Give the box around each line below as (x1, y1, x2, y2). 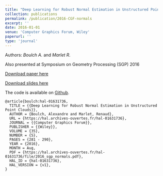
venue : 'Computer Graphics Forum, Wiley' (5, 30, 90, 34)
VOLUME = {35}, (9, 128, 40, 133)
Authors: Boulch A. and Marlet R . (5, 52, 71, 58)
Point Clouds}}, (5, 107, 38, 112)
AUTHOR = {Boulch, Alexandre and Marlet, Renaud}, (9, 112, 114, 116)
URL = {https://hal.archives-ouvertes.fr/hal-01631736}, (9, 116, 127, 121)
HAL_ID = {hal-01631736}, (9, 158, 62, 163)
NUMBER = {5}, (9, 133, 38, 138)
